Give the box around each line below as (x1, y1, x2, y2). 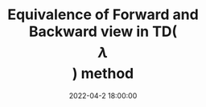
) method (72, 65, 134, 83)
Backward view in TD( (28, 22, 178, 41)
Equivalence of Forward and (7, 6, 199, 24)
